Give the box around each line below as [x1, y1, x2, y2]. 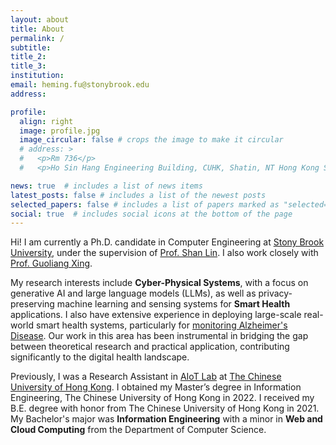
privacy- [258, 287, 293, 300]
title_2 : [10, 52, 47, 62]
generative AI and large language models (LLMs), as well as [10, 287, 257, 300]
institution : [10, 71, 65, 81]
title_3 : [10, 61, 47, 71]
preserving [10, 298, 55, 310]
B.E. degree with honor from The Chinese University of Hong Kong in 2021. [10, 402, 320, 415]
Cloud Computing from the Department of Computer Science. [10, 424, 267, 436]
